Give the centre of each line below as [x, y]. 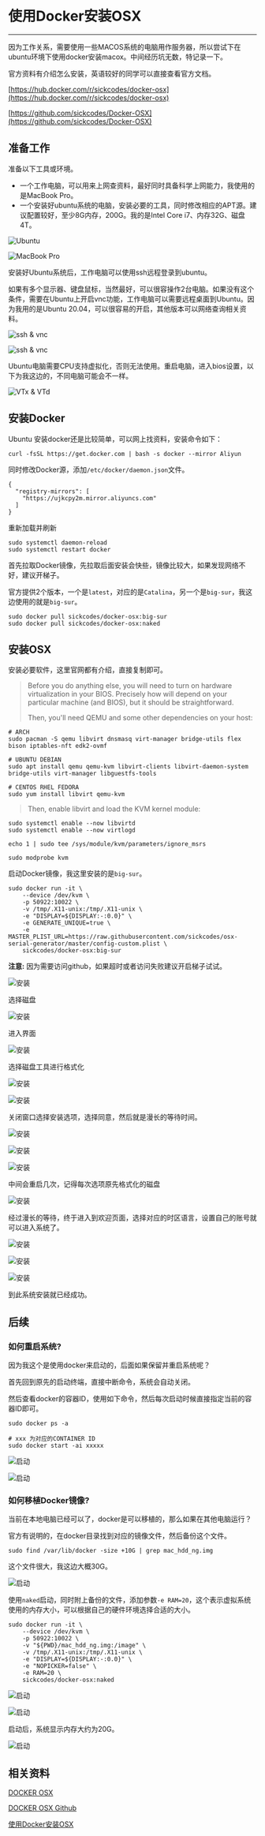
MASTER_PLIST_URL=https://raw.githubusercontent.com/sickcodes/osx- [123, 937]
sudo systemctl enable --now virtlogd [72, 830]
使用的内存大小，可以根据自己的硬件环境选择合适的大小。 [101, 1610]
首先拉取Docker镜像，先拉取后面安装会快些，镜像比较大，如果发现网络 [123, 565]
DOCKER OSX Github [43, 1808]
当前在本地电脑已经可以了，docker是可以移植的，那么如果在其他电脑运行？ [130, 1519]
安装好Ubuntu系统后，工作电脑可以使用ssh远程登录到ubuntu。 [110, 272]
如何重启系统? [35, 1346]
